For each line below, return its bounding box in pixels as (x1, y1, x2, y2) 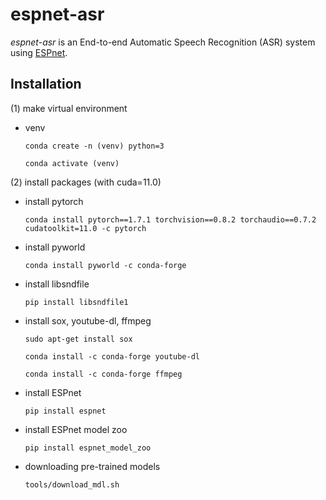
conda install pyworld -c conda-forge (24, 260, 187, 270)
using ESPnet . (10, 46, 68, 58)
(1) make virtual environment (10, 102, 128, 114)
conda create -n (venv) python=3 (24, 141, 165, 151)
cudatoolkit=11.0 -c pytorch (24, 223, 147, 233)
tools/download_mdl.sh (24, 479, 120, 490)
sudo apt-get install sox (24, 334, 133, 344)
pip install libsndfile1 (24, 297, 129, 307)
